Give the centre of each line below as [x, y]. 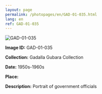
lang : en [14, 19]
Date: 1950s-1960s [25, 67]
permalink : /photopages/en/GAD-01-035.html [51, 14]
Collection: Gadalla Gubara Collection [44, 57]
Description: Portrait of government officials [51, 86]
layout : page [19, 10]
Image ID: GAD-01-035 [29, 47]
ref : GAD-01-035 [22, 24]
